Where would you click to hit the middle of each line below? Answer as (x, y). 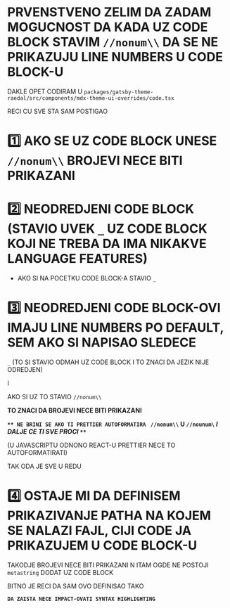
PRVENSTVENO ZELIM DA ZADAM (109, 12)
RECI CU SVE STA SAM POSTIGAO (57, 111)
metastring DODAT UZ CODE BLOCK (60, 572)
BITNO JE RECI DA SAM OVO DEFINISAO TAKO (76, 586)
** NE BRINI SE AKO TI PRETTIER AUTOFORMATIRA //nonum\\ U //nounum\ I (113, 424)
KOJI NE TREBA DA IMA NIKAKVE (107, 244)
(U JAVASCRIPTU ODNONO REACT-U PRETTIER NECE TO (91, 445)
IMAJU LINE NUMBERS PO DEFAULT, (115, 328)
